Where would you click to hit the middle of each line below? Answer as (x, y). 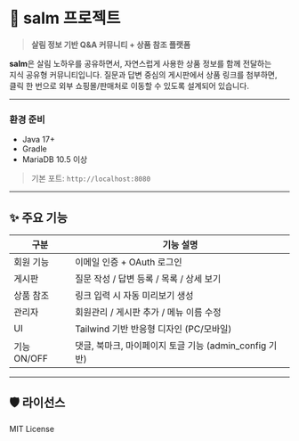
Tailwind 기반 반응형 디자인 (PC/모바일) (154, 329)
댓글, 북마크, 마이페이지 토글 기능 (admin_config (171, 346)
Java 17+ (38, 140)
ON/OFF (31, 359)
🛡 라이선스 (37, 403)
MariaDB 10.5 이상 (55, 159)
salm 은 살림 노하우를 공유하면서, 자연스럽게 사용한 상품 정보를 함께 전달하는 (141, 63)
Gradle (34, 149)
